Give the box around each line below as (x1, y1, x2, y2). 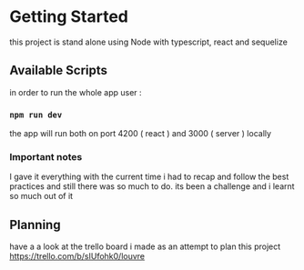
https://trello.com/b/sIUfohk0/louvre (9, 251, 146, 262)
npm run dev (9, 109, 63, 120)
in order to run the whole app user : (9, 86, 143, 97)
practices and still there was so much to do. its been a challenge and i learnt (9, 181, 295, 192)
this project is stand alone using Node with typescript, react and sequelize (9, 36, 289, 47)
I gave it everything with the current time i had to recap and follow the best (9, 171, 289, 183)
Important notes (9, 150, 83, 163)
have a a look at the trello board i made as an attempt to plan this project (9, 241, 281, 252)
